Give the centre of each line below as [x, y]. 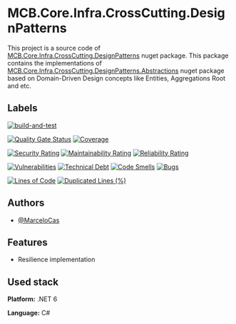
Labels [22, 108]
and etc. [20, 85]
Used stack [33, 282]
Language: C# [29, 313]
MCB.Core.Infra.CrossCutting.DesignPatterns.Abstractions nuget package [116, 70]
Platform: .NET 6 [32, 299]
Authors [26, 203]
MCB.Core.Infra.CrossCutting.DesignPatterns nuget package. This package [118, 56]
